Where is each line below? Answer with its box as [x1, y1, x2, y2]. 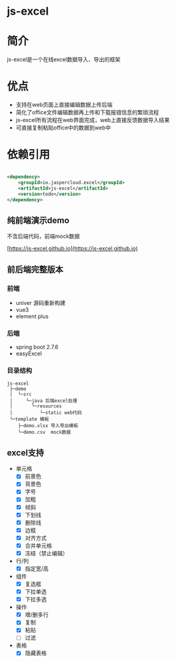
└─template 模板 [9, 416, 50, 423]
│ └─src [9, 391, 32, 398]
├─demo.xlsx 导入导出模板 [18, 423, 78, 429]
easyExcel [15, 350, 42, 357]
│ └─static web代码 [9, 410, 82, 416]
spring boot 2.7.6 [15, 344, 59, 351]
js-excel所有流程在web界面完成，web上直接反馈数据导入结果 [15, 117, 170, 124]
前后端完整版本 [7, 264, 64, 274]
